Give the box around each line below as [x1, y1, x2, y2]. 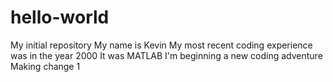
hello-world [10, 6, 110, 29]
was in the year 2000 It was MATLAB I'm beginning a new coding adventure [10, 49, 323, 61]
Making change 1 [10, 60, 81, 72]
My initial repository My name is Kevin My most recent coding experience [10, 39, 313, 51]
